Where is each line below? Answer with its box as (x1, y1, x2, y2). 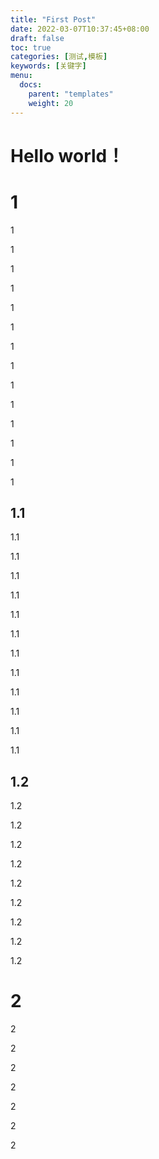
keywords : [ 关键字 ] (10, 61, 87, 71)
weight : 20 (28, 98, 74, 108)
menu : (10, 71, 33, 81)
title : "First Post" (10, 14, 97, 25)
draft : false (10, 33, 65, 43)
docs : (19, 80, 43, 90)
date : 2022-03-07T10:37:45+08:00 (10, 24, 150, 34)
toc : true (10, 42, 52, 53)
